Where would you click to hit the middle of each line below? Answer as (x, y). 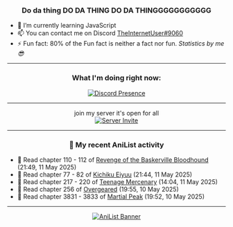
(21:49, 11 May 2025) (47, 167)
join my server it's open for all (116, 113)
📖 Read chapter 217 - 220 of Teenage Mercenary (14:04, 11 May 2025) (118, 181)
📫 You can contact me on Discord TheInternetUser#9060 (100, 33)
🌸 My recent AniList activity (116, 145)
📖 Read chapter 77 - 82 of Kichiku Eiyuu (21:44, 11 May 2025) (105, 174)
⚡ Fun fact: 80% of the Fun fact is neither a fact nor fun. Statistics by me (121, 44)
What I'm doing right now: (116, 78)
